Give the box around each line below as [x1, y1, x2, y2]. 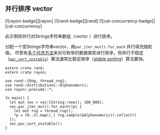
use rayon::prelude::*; [5, 87, 54, 92]
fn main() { [5, 95, 29, 100]
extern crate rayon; [5, 70, 47, 75]
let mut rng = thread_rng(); [14, 108, 73, 113]
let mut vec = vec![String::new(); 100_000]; [9, 100, 104, 105]
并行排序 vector [5, 4, 53, 13]
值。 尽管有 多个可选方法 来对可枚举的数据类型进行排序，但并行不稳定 [5, 49, 143, 55]
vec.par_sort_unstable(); [9, 121, 63, 126]
